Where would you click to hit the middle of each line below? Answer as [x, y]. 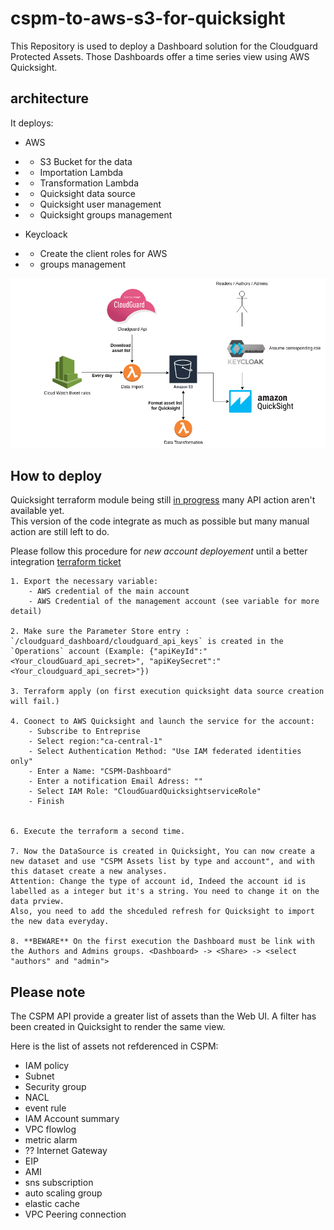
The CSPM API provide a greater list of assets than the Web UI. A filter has [163, 1016]
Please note [48, 992]
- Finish [46, 802]
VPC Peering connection [75, 1214]
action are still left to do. [60, 532]
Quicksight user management [100, 204]
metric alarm [51, 1140]
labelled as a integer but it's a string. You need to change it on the [165, 892]
